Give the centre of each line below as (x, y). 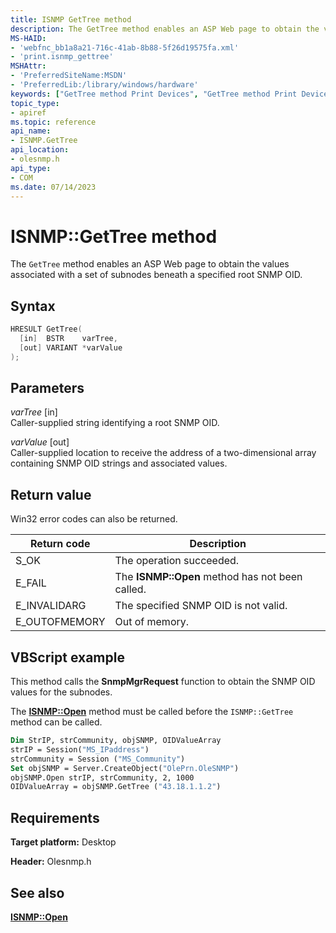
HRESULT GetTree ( (46, 329)
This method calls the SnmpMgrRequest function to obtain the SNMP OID (163, 682)
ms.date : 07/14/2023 (53, 187)
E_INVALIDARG (51, 606)
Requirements (55, 817)
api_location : (40, 150)
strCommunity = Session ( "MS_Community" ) (98, 759)
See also (37, 892)
